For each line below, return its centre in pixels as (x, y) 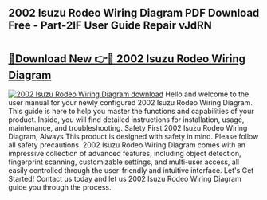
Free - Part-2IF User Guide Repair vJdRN (110, 26)
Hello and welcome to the (207, 94)
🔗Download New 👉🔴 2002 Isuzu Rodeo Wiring (127, 59)
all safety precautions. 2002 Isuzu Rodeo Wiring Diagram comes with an (127, 145)
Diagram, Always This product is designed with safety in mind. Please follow (133, 136)
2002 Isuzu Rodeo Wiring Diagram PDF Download (134, 13)
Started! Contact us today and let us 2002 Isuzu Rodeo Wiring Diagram (125, 179)
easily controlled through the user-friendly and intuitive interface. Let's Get (131, 170)
